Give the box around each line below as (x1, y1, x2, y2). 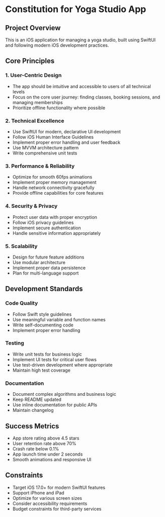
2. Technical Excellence (5, 117, 64, 124)
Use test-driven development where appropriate (12, 362, 113, 368)
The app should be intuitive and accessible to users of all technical (12, 83, 151, 89)
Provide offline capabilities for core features (12, 190, 104, 196)
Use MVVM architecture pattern (12, 144, 79, 150)
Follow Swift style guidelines (12, 311, 72, 317)
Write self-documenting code (12, 322, 74, 328)
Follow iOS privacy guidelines (12, 219, 74, 225)
